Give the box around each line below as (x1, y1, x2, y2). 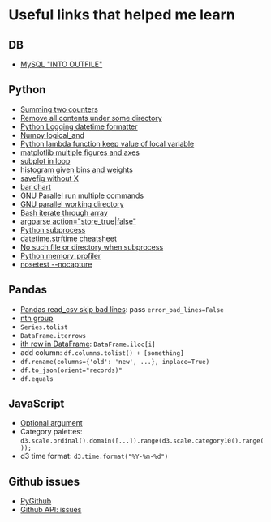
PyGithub (19, 496, 52, 506)
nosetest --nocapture (19, 259, 92, 269)
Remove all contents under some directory (19, 113, 162, 122)
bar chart (19, 182, 51, 191)
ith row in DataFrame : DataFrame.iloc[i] (19, 339, 156, 349)
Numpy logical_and (19, 130, 85, 139)
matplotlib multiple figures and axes (19, 148, 140, 157)
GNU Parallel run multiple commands (19, 190, 144, 200)
